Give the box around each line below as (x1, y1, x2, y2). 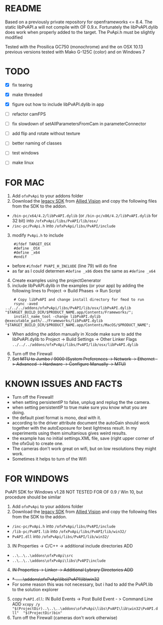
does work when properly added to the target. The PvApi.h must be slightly (5, 29, 155, 35)
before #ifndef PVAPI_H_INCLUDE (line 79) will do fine (12, 263, 117, 269)
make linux (12, 160, 34, 165)
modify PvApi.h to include (12, 232, 64, 238)
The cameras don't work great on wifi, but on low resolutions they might (12, 446, 157, 451)
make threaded (12, 92, 43, 97)
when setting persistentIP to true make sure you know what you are (12, 404, 147, 410)
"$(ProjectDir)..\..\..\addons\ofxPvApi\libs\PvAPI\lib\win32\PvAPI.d (12, 607, 158, 611)
